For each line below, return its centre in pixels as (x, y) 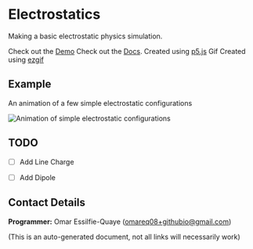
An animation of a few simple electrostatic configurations (100, 103)
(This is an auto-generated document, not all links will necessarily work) (124, 236)
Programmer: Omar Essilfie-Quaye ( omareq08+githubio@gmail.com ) (120, 222)
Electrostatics (54, 14)
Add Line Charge (47, 161)
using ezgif (26, 60)
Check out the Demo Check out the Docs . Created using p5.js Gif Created (127, 51)
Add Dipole (38, 177)
